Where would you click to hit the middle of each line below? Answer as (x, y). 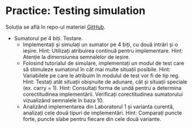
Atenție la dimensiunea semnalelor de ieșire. (76, 57)
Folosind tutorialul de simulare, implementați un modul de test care (104, 63)
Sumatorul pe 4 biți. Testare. (48, 38)
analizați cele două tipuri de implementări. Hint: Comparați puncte (102, 113)
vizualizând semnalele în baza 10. (63, 100)
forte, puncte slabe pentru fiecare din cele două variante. (92, 119)
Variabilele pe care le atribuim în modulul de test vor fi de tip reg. (101, 75)
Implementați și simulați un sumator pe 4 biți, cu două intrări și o (100, 44)
